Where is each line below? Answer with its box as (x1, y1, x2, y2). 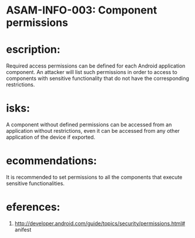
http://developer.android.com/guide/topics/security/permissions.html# (14, 220, 186, 227)
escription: (6, 43, 60, 56)
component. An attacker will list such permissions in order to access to (6, 69, 177, 76)
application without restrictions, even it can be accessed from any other (6, 128, 180, 135)
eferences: (6, 200, 60, 214)
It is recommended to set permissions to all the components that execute (6, 174, 183, 180)
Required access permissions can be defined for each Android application (6, 62, 186, 69)
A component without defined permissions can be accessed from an (6, 121, 172, 128)
